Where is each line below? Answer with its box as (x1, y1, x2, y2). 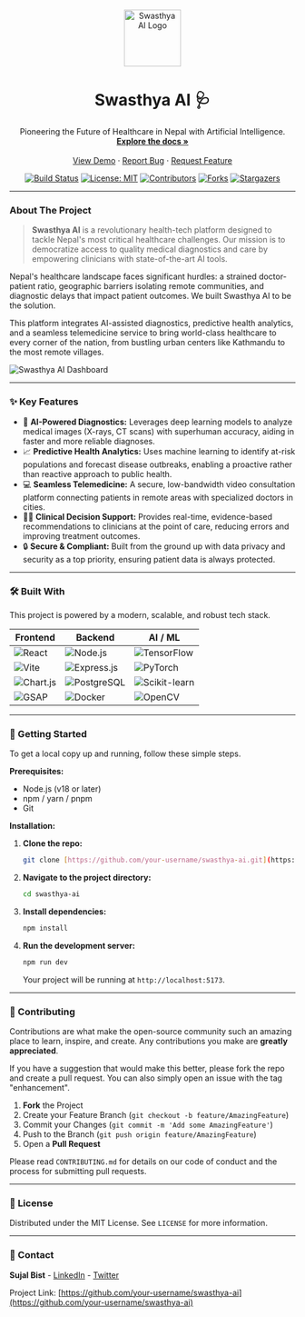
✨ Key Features (9, 395, 79, 408)
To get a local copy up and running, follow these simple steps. (9, 748, 241, 759)
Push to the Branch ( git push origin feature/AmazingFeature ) (22, 1128, 257, 1140)
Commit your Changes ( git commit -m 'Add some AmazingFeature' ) (22, 1119, 274, 1130)
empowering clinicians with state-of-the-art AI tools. (31, 254, 229, 264)
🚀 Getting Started (9, 727, 88, 740)
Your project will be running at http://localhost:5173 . (22, 973, 225, 985)
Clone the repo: (22, 838, 84, 849)
